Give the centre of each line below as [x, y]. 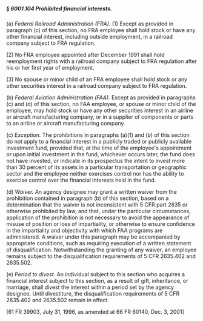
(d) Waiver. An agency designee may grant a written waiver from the [92, 191]
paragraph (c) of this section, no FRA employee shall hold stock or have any [101, 30]
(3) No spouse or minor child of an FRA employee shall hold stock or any [97, 79]
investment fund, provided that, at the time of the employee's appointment [99, 148]
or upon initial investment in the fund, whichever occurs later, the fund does [101, 154]
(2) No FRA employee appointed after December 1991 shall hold [85, 55]
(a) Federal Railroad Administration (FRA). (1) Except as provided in [90, 24]
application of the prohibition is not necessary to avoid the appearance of [98, 217]
